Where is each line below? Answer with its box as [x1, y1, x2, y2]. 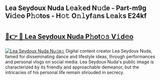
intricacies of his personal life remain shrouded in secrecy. [5, 70, 125, 75]
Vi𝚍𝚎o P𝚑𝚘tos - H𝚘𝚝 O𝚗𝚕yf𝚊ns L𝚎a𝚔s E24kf [5, 12, 147, 20]
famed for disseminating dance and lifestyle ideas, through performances [5, 54, 156, 59]
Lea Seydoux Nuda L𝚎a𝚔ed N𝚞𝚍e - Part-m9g [5, 4, 147, 12]
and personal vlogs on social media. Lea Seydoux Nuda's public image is [5, 59, 154, 65]
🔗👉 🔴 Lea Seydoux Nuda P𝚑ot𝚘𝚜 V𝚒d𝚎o [5, 32, 134, 41]
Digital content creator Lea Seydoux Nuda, [65, 48, 153, 54]
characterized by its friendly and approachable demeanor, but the [5, 64, 140, 70]
